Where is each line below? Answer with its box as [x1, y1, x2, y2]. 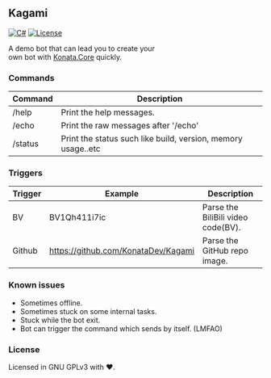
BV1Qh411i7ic [48, 212, 106, 223]
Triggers [8, 167, 43, 178]
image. [202, 255, 228, 267]
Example [104, 188, 140, 199]
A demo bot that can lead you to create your [8, 44, 156, 53]
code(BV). [202, 222, 241, 233]
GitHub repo [202, 246, 248, 257]
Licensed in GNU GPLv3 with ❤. [8, 363, 115, 372]
